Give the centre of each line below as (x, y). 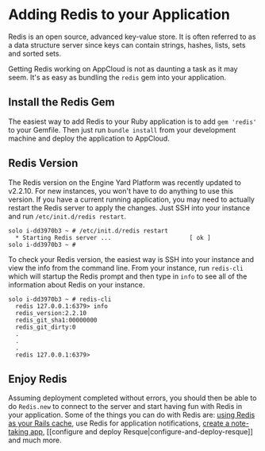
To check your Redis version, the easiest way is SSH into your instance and (131, 259)
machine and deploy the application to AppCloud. (89, 138)
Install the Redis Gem (61, 102)
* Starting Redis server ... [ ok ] (113, 237)
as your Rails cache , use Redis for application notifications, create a (119, 423)
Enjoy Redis (38, 379)
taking (19, 432)
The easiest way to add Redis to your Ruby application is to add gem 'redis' (132, 121)
